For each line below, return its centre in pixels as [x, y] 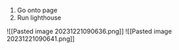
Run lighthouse [39, 18]
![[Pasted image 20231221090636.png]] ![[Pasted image [89, 31]
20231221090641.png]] [41, 39]
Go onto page [37, 10]
